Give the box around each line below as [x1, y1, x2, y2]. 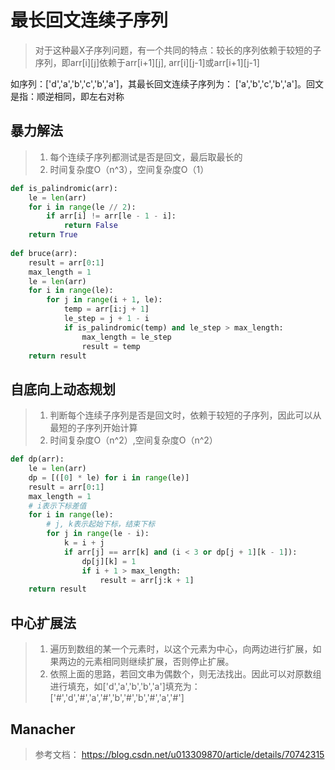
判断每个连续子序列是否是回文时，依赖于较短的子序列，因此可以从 [49, 409, 322, 421]
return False [63, 221, 118, 231]
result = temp [81, 341, 141, 351]
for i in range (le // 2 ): [28, 202, 137, 212]
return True [28, 230, 78, 240]
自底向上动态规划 [10, 381, 116, 398]
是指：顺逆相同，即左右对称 [10, 90, 125, 102]
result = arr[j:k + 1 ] [99, 575, 195, 585]
